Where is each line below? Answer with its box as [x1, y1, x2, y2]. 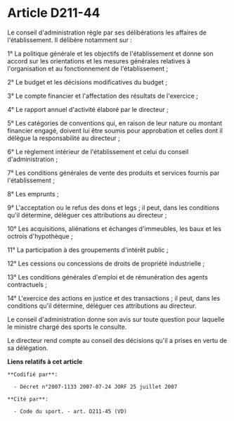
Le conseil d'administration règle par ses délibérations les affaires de [7, 28, 207, 37]
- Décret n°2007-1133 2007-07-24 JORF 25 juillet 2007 [13, 383, 178, 390]
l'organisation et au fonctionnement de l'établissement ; [7, 64, 169, 73]
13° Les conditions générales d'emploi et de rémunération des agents [7, 272, 209, 281]
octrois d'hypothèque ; [7, 232, 73, 240]
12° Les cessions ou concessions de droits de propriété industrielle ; [7, 259, 205, 268]
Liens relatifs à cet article [7, 357, 83, 365]
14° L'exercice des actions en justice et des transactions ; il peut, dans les [7, 294, 221, 302]
